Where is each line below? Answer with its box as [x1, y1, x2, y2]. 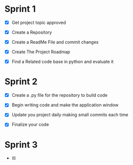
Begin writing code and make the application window [11, 102, 119, 108]
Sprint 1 [4, 3, 36, 15]
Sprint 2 [4, 76, 38, 87]
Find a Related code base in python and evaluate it [11, 59, 114, 64]
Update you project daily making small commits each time [11, 112, 129, 118]
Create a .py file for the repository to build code [11, 92, 108, 98]
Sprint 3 [4, 139, 38, 150]
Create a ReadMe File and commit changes [11, 39, 99, 45]
